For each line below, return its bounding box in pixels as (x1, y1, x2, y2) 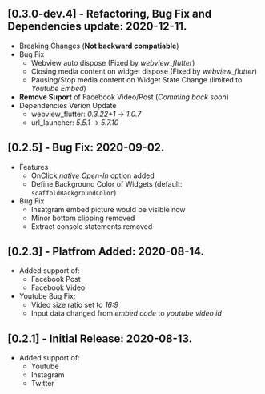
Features (18, 162, 49, 171)
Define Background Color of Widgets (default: (30, 179, 183, 188)
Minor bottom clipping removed (30, 213, 135, 223)
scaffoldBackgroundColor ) (30, 187, 117, 197)
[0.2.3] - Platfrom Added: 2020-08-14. (7, 245, 205, 259)
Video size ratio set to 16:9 (30, 300, 119, 310)
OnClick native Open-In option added (30, 171, 155, 180)
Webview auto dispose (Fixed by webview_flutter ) (30, 58, 195, 67)
